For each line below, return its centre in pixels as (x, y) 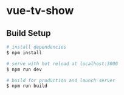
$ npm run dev (24, 69)
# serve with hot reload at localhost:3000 (62, 64)
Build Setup (29, 33)
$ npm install (24, 52)
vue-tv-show (40, 11)
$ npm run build (27, 86)
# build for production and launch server (61, 80)
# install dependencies (36, 47)
